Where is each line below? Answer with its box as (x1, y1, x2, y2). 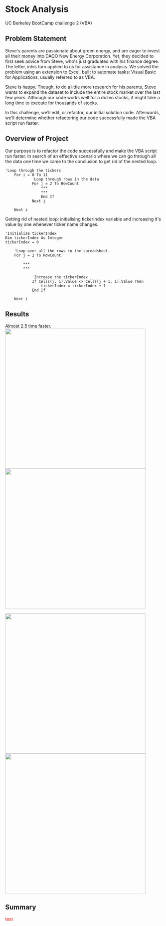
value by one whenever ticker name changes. (5, 221, 99, 227)
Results (5, 310, 29, 318)
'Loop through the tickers (5, 168, 61, 173)
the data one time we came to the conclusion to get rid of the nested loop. (5, 158, 158, 164)
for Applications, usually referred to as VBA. (5, 74, 96, 80)
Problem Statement (5, 34, 67, 43)
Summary (5, 903, 36, 911)
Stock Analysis (5, 3, 69, 15)
